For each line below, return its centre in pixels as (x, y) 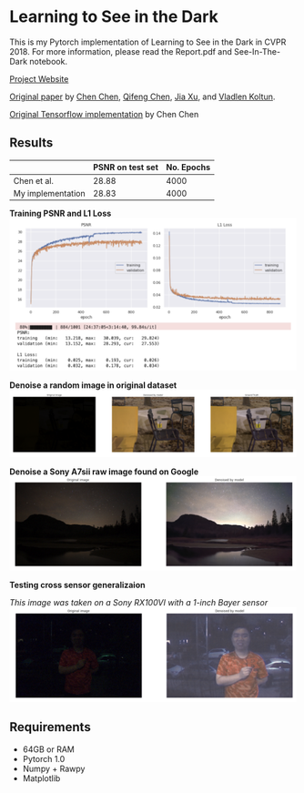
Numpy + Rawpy (54, 768)
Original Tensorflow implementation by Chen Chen (104, 114)
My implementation (49, 193)
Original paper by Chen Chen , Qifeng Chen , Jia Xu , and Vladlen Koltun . (142, 97)
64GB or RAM (48, 749)
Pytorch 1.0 (44, 758)
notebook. (49, 61)
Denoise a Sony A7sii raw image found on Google (104, 472)
